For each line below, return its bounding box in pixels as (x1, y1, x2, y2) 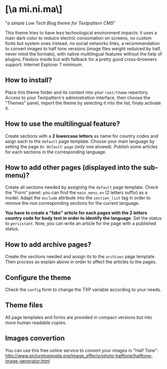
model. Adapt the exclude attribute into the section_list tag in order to (5, 195, 151, 201)
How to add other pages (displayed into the (5, 163, 142, 172)
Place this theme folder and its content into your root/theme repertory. (5, 89, 149, 95)
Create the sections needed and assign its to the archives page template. (5, 254, 156, 260)
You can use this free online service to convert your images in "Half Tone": (5, 347, 159, 353)
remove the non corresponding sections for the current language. (5, 200, 140, 206)
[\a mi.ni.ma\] (5, 3, 62, 15)
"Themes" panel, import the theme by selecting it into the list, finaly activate (5, 100, 161, 106)
